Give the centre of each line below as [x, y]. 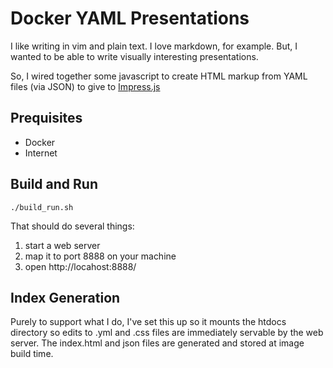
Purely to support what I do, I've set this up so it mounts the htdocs [148, 322]
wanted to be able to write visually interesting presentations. [134, 56]
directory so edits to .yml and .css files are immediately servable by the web [167, 333]
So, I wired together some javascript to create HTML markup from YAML [159, 76]
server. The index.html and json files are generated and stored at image [157, 343]
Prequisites [46, 118]
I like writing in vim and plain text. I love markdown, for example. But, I [154, 46]
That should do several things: [72, 226]
